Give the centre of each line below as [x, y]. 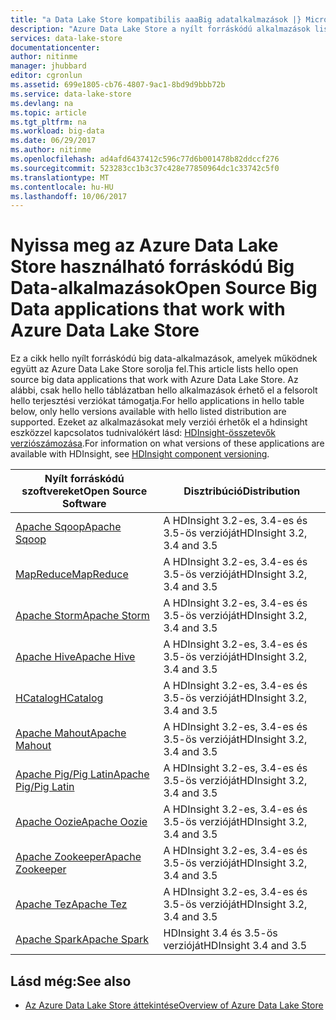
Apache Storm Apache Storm [82, 616]
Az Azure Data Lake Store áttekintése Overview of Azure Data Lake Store [174, 1005]
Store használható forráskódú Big [152, 267]
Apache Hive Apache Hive [75, 657]
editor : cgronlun [46, 76]
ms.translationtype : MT [60, 177]
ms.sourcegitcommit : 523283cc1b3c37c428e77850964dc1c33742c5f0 [145, 168]
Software [84, 504]
